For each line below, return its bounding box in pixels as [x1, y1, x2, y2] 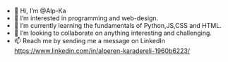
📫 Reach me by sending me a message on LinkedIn [13, 37, 166, 45]
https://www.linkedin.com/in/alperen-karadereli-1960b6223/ [13, 47, 191, 55]
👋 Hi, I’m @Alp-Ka [13, 7, 66, 15]
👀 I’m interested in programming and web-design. [13, 14, 159, 22]
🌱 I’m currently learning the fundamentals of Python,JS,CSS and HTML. [13, 22, 222, 29]
